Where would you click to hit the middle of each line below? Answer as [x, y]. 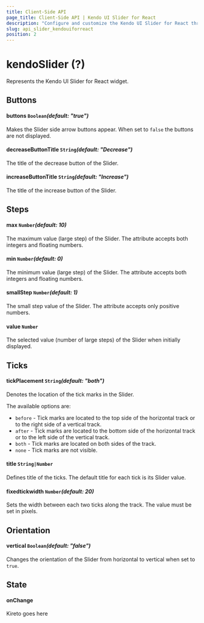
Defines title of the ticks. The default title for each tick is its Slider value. [96, 477]
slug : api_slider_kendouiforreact [50, 29]
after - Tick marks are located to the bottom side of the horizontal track [105, 431]
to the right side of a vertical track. [58, 424]
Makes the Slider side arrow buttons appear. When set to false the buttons [100, 129]
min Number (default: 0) [35, 259]
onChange [20, 600]
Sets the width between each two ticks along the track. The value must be [99, 505]
